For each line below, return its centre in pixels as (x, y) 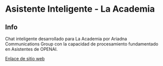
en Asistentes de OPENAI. (31, 49)
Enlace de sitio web (25, 59)
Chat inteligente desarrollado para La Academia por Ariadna (66, 39)
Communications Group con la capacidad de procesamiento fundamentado (82, 44)
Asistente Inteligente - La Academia (80, 9)
